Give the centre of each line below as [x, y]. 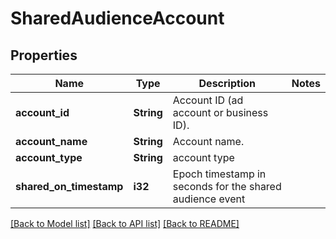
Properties [44, 55]
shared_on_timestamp [69, 186]
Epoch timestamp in [219, 174]
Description [227, 83]
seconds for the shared [227, 186]
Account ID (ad [208, 100]
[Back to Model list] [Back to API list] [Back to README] [125, 223]
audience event [209, 199]
